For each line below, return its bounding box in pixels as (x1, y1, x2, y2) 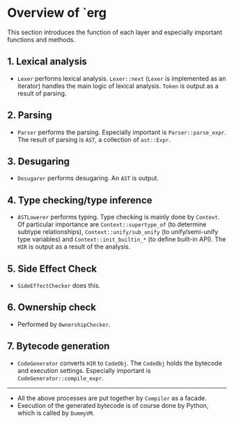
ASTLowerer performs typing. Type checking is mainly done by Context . (17, 213, 220, 221)
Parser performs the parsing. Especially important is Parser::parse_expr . (17, 128, 227, 136)
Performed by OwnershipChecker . (17, 320, 111, 328)
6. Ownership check (7, 302, 96, 314)
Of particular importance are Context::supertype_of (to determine (17, 220, 207, 228)
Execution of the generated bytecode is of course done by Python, (17, 401, 209, 409)
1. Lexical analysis (7, 56, 87, 68)
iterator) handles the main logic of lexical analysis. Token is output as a (17, 82, 219, 90)
